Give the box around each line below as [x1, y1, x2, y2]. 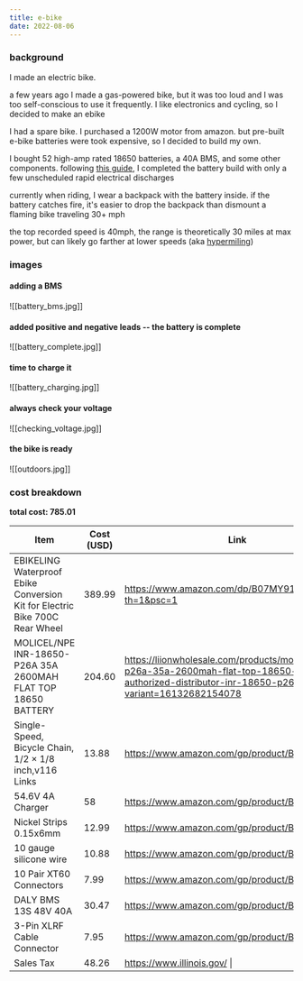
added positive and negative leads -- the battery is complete [9, 321, 241, 332]
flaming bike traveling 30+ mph [9, 208, 125, 219]
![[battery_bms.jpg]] [9, 300, 84, 311]
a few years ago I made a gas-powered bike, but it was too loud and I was [9, 89, 284, 100]
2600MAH [14, 671, 59, 683]
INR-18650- [14, 648, 70, 661]
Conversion [14, 588, 63, 601]
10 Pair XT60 [14, 867, 70, 880]
